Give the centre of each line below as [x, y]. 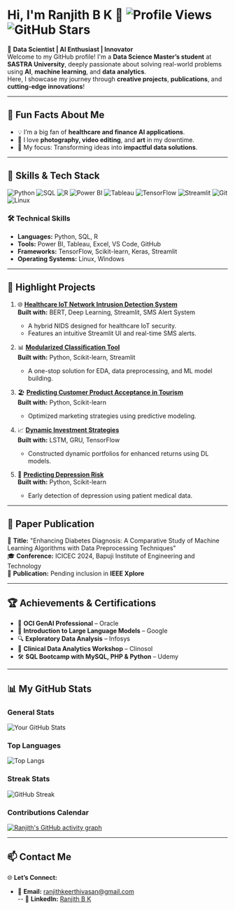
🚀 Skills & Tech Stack [54, 176]
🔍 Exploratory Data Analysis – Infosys [74, 639]
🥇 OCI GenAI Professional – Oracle [68, 624]
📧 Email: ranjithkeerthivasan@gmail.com [76, 891]
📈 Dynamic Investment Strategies [68, 430]
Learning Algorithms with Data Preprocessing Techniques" [92, 548]
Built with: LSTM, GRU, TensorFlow [69, 440]
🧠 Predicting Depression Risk [60, 474]
